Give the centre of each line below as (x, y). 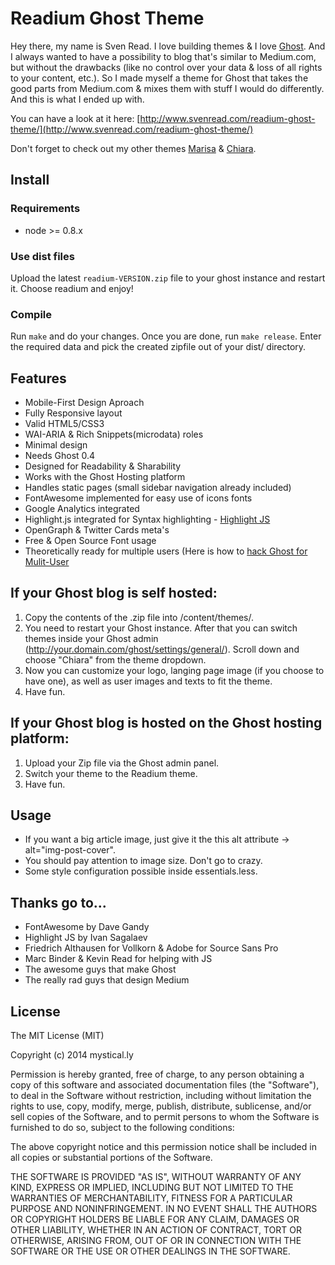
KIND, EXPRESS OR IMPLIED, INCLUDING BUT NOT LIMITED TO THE (152, 1188)
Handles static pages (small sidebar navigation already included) (158, 488)
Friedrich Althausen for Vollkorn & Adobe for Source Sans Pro (151, 948)
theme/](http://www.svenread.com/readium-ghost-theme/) (132, 129)
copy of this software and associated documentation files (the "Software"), (165, 1085)
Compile (31, 314)
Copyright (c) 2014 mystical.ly (72, 1055)
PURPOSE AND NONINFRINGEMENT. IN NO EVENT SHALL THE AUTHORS (164, 1209)
